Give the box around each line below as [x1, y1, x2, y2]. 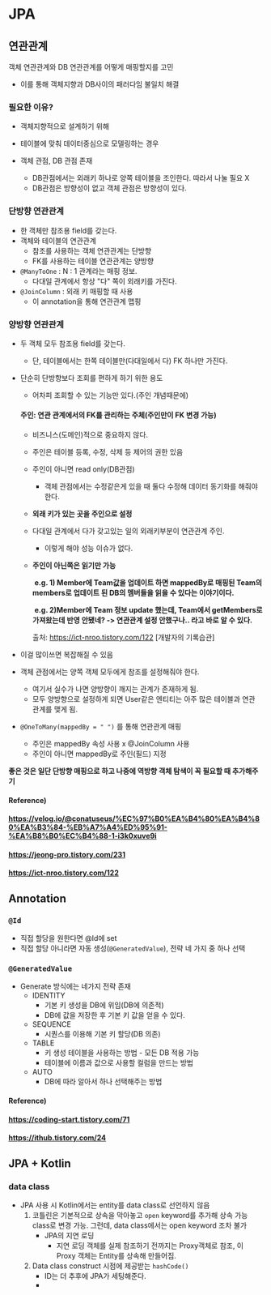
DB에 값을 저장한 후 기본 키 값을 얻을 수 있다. [44, 1011, 186, 1020]
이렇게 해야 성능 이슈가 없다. [44, 544, 133, 553]
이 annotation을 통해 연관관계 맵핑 [32, 297, 142, 306]
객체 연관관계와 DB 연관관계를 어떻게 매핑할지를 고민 [8, 62, 174, 71]
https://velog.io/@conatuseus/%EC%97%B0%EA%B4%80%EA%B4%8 [8, 814, 260, 823]
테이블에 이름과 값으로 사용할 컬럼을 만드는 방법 [44, 1058, 194, 1068]
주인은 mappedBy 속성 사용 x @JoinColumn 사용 [32, 739, 190, 749]
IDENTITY [32, 990, 66, 1001]
